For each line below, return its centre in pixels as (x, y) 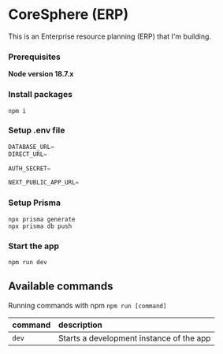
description (80, 325)
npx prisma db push (40, 226)
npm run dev (28, 262)
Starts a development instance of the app (134, 338)
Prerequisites (34, 57)
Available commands (61, 287)
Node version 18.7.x (41, 74)
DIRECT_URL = (28, 154)
